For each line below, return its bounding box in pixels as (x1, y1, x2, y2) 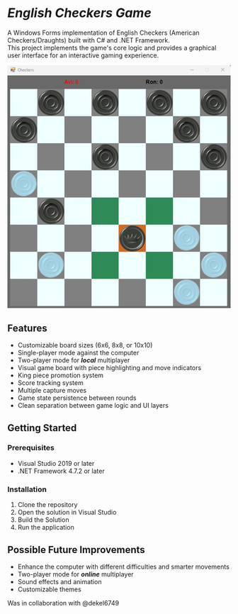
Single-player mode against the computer (17, 349, 140, 357)
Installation (7, 484, 47, 494)
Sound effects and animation (17, 577, 102, 586)
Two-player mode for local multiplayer (17, 356, 130, 364)
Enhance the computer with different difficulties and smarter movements (17, 562, 230, 571)
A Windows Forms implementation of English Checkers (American (7, 28, 200, 37)
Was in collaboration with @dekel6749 (7, 598, 119, 607)
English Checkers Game (7, 5, 152, 21)
